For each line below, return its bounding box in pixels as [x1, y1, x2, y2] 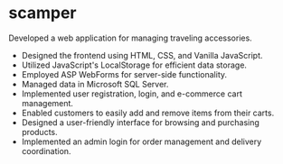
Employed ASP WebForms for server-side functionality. [21, 68, 228, 79]
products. [21, 126, 58, 137]
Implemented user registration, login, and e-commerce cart [21, 88, 243, 99]
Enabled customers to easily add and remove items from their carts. [21, 107, 275, 118]
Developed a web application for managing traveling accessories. [8, 32, 252, 43]
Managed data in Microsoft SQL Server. [21, 78, 169, 89]
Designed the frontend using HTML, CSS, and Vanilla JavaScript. [21, 50, 263, 60]
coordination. [21, 145, 71, 156]
